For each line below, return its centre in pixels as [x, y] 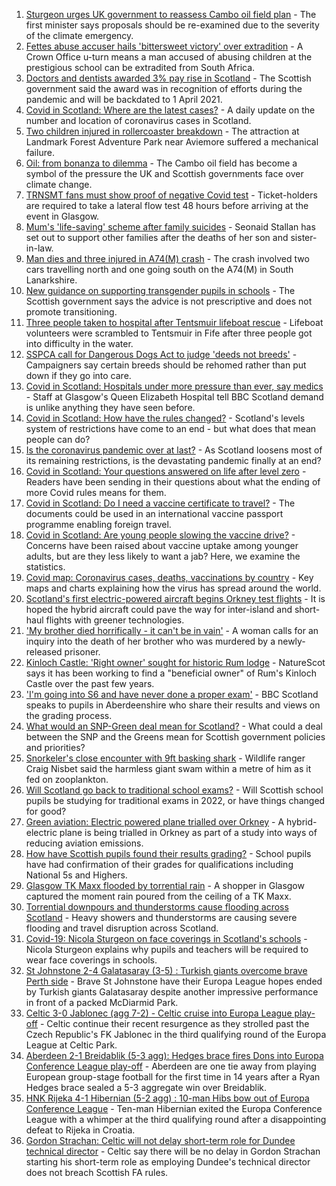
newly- [291, 641]
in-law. [39, 248]
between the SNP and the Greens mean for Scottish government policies [175, 737]
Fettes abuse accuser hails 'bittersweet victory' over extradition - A [164, 46]
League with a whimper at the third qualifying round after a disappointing [176, 1119]
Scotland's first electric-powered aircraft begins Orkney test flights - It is [175, 598]
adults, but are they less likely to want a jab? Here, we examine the [163, 556]
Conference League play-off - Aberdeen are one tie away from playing [171, 1066]
